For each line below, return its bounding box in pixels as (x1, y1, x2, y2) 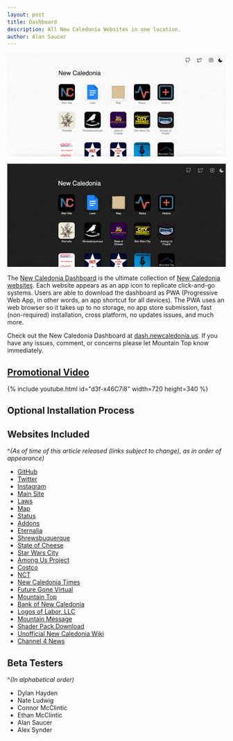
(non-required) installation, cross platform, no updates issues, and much (7, 311, 214, 319)
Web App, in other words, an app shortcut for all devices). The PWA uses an (7, 296, 225, 304)
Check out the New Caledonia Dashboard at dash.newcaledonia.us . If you (7, 331, 218, 340)
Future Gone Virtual (17, 586, 74, 594)
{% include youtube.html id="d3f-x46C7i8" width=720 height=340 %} (7, 385, 209, 393)
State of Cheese (17, 541, 64, 550)
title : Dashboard (7, 18, 58, 26)
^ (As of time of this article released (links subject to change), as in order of (7, 447, 222, 455)
